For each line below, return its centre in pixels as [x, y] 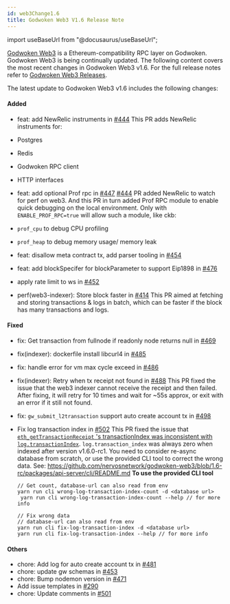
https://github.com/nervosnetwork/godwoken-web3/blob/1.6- [135, 466]
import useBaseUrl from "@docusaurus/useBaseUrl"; [82, 39]
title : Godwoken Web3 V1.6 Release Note [66, 20]
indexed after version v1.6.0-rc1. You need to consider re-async [107, 451]
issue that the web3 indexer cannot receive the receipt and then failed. [117, 388]
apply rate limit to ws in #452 [58, 281]
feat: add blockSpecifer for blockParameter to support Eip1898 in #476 [117, 268]
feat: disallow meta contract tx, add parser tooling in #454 [99, 255]
